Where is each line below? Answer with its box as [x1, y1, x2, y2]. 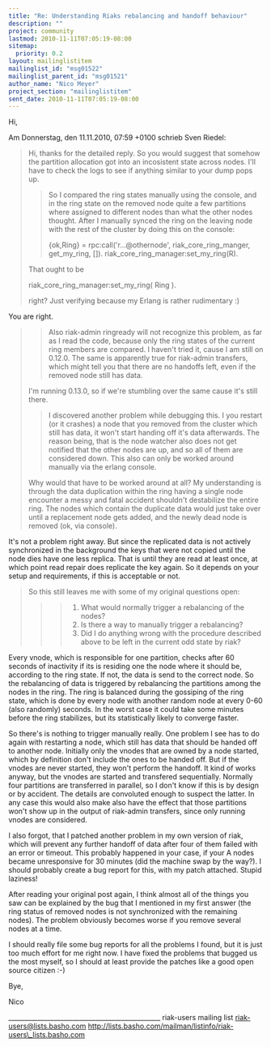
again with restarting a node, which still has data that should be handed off [8, 737, 257, 747]
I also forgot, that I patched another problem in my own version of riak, [8, 830, 243, 840]
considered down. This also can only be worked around [48, 453, 235, 463]
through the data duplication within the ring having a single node [28, 487, 243, 496]
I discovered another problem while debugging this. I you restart [48, 410, 263, 420]
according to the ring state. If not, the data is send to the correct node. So [8, 670, 254, 680]
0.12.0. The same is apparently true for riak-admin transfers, [48, 354, 248, 363]
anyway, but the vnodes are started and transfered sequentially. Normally [8, 772, 253, 782]
